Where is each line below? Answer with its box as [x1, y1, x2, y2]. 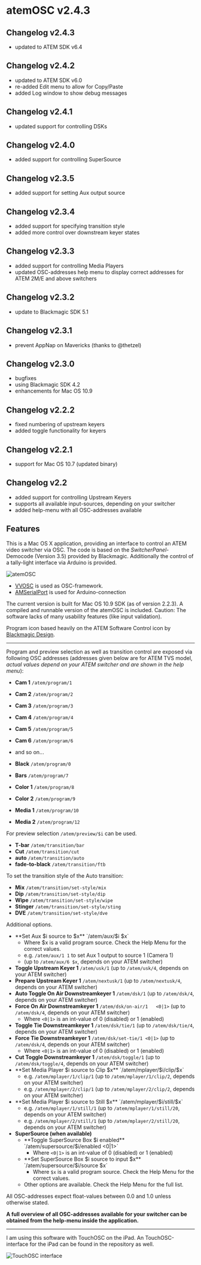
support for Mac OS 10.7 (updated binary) [14, 460, 118, 468]
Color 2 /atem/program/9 [14, 795, 76, 802]
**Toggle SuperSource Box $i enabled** [23, 1136, 125, 1143]
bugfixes [14, 375, 37, 382]
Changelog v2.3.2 [6, 292, 75, 303]
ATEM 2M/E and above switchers [14, 275, 97, 282]
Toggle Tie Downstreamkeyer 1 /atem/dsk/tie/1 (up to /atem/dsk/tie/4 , [14, 1022, 194, 1029]
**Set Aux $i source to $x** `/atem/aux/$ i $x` [14, 932, 129, 939]
